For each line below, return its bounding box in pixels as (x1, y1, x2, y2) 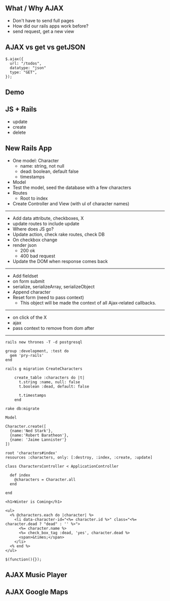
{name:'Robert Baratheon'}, (10, 433, 69, 438)
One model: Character (12, 157, 59, 164)
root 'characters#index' (5, 450, 58, 456)
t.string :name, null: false (18, 380, 80, 385)
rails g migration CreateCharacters (5, 366, 82, 371)
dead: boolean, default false (20, 168, 79, 174)
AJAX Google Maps (5, 588, 68, 596)
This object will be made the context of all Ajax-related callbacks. (20, 299, 156, 306)
